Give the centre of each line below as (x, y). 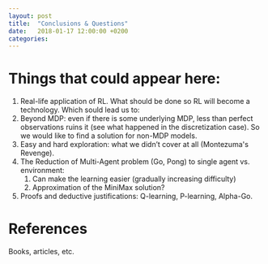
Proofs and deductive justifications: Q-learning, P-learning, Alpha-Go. (136, 197)
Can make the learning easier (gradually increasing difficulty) (134, 179)
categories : (28, 39)
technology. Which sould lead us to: (80, 110)
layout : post (30, 16)
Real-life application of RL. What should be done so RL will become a (135, 102)
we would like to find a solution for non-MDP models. (108, 136)
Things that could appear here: (115, 79)
